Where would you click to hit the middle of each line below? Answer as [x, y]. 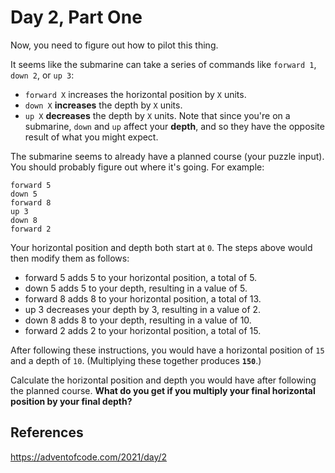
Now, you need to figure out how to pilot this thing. [114, 45]
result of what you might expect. [91, 137]
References [47, 432]
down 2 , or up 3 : [42, 75]
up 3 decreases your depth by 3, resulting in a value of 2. [143, 309]
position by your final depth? [71, 401]
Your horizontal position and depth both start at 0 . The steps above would [161, 247]
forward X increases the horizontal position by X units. [135, 94]
